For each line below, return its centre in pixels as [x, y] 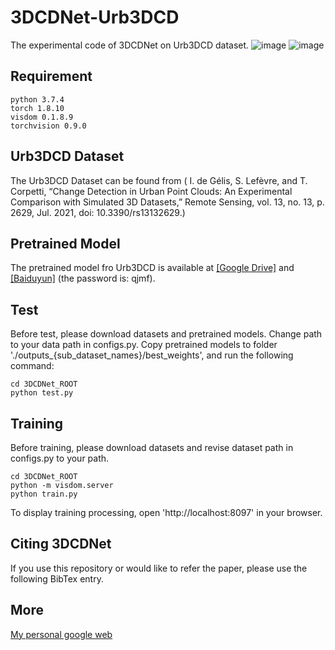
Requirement [51, 76]
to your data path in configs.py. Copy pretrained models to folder [144, 345]
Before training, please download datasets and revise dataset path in [152, 447]
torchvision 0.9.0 [48, 126]
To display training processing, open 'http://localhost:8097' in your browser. [166, 512]
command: [32, 366]
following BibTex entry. [57, 578]
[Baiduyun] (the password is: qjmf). [83, 278]
